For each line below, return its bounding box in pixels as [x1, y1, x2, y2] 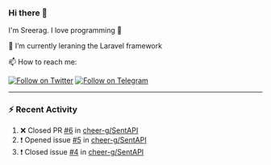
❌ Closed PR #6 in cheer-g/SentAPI [19, 125, 139, 135]
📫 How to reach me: [8, 57, 77, 67]
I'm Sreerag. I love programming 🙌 [8, 26, 123, 35]
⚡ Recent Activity [8, 104, 78, 115]
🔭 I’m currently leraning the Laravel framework [8, 41, 163, 51]
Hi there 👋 [8, 7, 48, 19]
